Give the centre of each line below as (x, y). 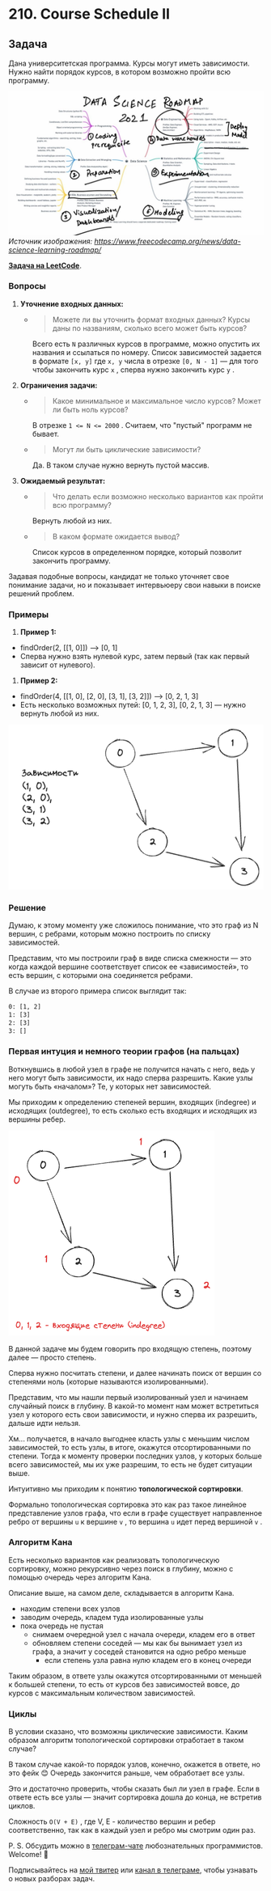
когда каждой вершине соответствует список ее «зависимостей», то (129, 967)
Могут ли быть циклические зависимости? (127, 449)
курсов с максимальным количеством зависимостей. (102, 1693)
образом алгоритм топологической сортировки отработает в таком (126, 1741)
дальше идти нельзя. (44, 1423)
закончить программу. (71, 561)
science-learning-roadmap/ (55, 250)
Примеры (29, 614)
